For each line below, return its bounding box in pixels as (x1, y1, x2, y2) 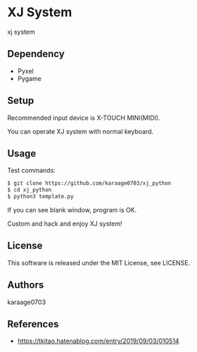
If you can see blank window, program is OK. (7, 206, 137, 214)
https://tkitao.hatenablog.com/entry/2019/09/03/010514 (17, 336, 179, 346)
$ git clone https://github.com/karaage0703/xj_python (7, 180, 172, 187)
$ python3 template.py (7, 193, 74, 200)
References (7, 318, 59, 330)
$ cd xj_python (7, 186, 52, 194)
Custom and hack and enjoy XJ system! (7, 219, 122, 228)
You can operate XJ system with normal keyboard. (7, 127, 154, 135)
